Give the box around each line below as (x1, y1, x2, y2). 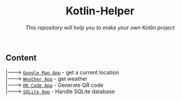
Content (5, 53, 37, 63)
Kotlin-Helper (65, 4, 135, 18)
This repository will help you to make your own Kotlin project (25, 24, 175, 31)
